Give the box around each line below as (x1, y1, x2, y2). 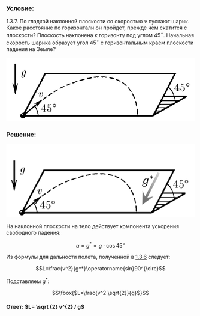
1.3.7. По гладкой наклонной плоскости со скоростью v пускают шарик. (6, 18, 190, 25)
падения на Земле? (6, 45, 56, 52)
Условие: (6, 4, 34, 13)
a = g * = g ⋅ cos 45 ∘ (75, 240, 126, 249)
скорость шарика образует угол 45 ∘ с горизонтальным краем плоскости (6, 38, 194, 46)
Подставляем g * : (6, 276, 50, 285)
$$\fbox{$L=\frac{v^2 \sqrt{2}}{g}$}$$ (51, 290, 150, 297)
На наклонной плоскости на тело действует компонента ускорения (6, 222, 180, 229)
